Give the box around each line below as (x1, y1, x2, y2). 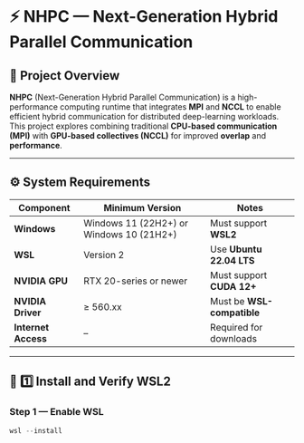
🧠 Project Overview (9, 68, 120, 83)
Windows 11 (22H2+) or (83, 217, 188, 229)
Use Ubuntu (209, 243, 262, 255)
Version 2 (83, 248, 125, 261)
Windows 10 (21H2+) (83, 227, 177, 240)
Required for (209, 321, 263, 333)
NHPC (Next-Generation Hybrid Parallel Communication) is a (9, 91, 236, 102)
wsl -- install (9, 426, 63, 435)
